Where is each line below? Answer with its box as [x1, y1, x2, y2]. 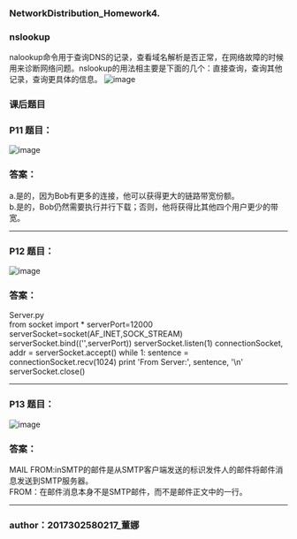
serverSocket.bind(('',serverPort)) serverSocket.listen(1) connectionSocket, [9, 338, 284, 349]
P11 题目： [9, 125, 53, 137]
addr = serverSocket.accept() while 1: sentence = [9, 347, 189, 358]
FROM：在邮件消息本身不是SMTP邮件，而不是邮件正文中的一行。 [9, 486, 247, 497]
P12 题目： [9, 245, 55, 257]
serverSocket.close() [9, 366, 86, 377]
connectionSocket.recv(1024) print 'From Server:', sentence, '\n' [9, 357, 244, 368]
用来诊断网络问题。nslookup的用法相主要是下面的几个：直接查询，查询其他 [9, 63, 283, 73]
